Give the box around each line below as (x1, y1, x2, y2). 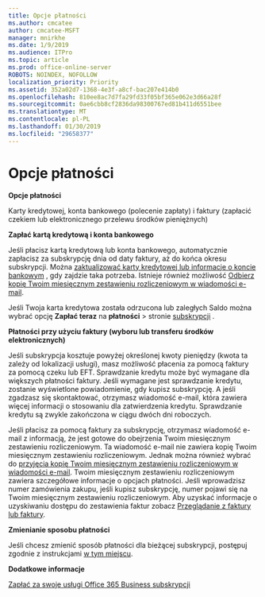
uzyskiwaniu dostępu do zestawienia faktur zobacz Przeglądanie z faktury (8, 501, 252, 510)
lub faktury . (8, 510, 46, 519)
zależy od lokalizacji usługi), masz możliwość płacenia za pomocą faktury (8, 359, 249, 368)
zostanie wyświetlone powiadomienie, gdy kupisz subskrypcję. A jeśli (8, 384, 236, 393)
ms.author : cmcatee (8, 19, 73, 27)
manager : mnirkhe (8, 33, 66, 42)
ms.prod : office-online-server (8, 64, 112, 72)
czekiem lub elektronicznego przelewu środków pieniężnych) (8, 214, 209, 223)
